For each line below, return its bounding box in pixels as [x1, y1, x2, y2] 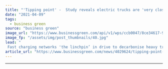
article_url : [5, 49, 32, 54]
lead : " [5, 40, 21, 45]
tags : [5, 16, 16, 21]
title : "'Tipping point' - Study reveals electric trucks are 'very [5, 7, 153, 12]
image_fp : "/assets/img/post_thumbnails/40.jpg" [5, 35, 108, 40]
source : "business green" [5, 26, 59, 31]
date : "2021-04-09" [5, 12, 46, 17]
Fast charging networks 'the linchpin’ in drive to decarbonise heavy [7, 44, 157, 49]
